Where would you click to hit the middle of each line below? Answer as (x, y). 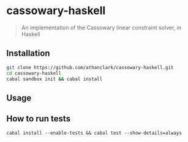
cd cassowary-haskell (34, 73)
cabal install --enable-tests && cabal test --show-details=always (94, 133)
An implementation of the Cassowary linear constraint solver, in (101, 28)
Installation (28, 54)
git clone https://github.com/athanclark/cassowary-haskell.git (90, 67)
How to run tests (39, 119)
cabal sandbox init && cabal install (55, 79)
